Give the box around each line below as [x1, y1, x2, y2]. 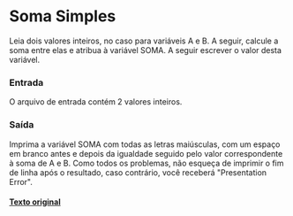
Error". [9, 176, 34, 187]
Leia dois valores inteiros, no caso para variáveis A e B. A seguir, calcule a [9, 35, 279, 46]
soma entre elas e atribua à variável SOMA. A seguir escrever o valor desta [9, 44, 282, 55]
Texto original [9, 197, 61, 207]
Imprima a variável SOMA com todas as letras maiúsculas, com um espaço [9, 139, 281, 150]
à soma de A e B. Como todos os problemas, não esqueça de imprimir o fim [9, 158, 284, 168]
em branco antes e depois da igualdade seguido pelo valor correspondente [9, 148, 283, 158]
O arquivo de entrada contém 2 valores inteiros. [9, 96, 183, 107]
